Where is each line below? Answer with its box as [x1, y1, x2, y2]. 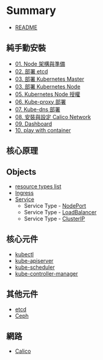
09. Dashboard [14, 120, 52, 127]
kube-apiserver [14, 257, 54, 264]
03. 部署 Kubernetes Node [14, 83, 81, 90]
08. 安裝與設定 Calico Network [14, 113, 92, 120]
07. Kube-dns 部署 [14, 106, 61, 113]
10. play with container [14, 126, 71, 134]
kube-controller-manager [14, 270, 78, 277]
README [14, 24, 38, 31]
